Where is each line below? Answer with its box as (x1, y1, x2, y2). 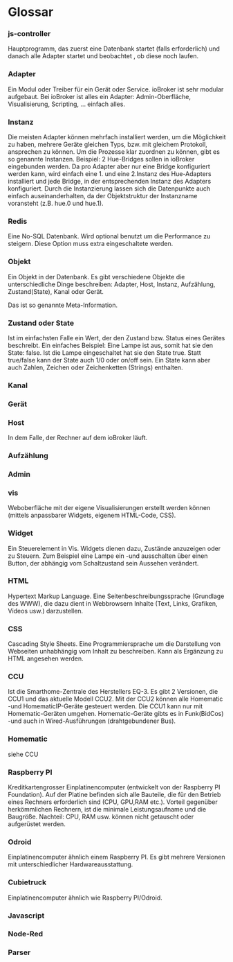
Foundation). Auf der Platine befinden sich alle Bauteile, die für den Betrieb (8, 791, 221, 799)
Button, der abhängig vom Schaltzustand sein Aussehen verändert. (8, 559, 199, 567)
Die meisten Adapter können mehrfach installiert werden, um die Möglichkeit (8, 133, 227, 141)
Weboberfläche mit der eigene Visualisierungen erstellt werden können (8, 504, 211, 512)
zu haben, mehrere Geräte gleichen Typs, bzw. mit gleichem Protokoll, (8, 140, 208, 149)
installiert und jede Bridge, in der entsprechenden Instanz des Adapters (8, 177, 212, 186)
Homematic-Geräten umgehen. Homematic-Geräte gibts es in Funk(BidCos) (8, 710, 224, 718)
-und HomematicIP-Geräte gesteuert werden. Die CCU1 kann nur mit (8, 702, 203, 710)
